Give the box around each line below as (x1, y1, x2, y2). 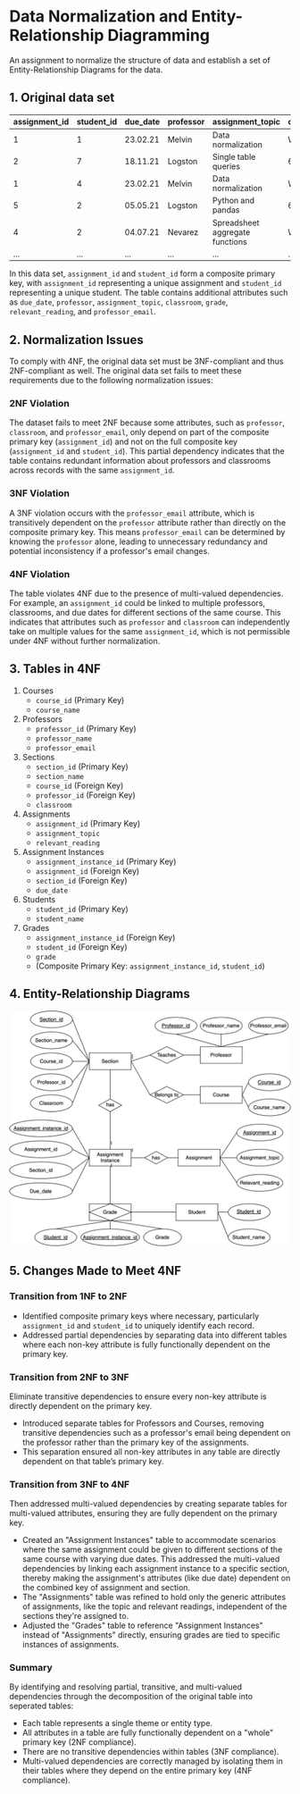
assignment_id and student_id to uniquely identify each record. (21, 1320, 254, 1330)
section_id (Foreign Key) (35, 875, 128, 885)
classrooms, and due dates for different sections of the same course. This (9, 607, 281, 617)
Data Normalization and (9, 6, 188, 27)
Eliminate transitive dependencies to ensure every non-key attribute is (9, 1391, 267, 1402)
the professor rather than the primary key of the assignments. (21, 1437, 250, 1447)
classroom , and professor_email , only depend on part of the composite (9, 427, 270, 438)
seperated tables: (9, 1700, 74, 1712)
